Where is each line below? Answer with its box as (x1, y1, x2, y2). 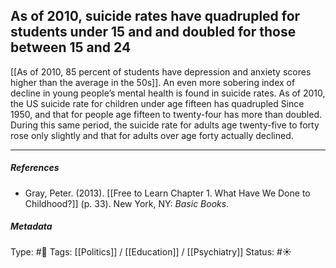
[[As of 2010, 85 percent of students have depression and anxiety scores (10, 65, 312, 78)
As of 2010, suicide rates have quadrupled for (10, 8, 301, 25)
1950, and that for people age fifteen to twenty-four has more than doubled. (10, 108, 322, 120)
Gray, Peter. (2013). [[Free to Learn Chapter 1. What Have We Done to (24, 187, 311, 199)
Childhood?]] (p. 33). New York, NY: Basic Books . (24, 197, 230, 209)
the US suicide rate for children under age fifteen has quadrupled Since (10, 97, 305, 109)
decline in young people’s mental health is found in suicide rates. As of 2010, (10, 87, 326, 99)
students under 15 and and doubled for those (10, 24, 297, 41)
